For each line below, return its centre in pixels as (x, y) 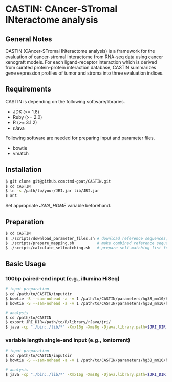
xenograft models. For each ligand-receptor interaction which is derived (81, 62)
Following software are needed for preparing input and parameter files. (80, 138)
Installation (24, 169)
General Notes (29, 39)
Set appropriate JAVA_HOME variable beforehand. (58, 206)
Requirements (28, 89)
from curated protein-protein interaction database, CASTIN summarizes (81, 68)
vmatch (21, 153)
